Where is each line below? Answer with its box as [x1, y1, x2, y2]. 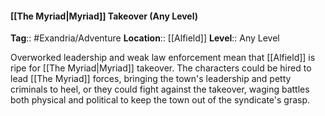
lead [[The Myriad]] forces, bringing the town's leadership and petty [10, 73, 292, 85]
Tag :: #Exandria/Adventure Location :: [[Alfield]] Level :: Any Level [10, 32, 280, 44]
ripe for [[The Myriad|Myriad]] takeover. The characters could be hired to [10, 62, 312, 74]
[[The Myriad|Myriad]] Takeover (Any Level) [10, 10, 199, 22]
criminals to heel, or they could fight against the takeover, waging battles [10, 83, 310, 96]
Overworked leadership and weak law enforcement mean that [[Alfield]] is [10, 52, 316, 64]
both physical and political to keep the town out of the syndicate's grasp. [10, 94, 311, 106]
